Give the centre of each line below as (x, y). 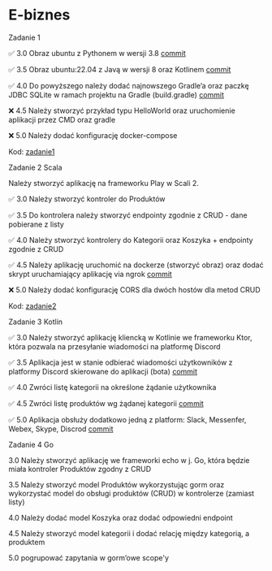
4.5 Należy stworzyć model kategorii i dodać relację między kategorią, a (129, 533)
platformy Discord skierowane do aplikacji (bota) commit (103, 371)
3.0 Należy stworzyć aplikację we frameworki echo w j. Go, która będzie (129, 460)
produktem (27, 542)
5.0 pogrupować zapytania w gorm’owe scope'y (89, 557)
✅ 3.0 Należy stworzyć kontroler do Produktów (87, 199)
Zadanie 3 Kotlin (36, 322)
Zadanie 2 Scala (35, 167)
